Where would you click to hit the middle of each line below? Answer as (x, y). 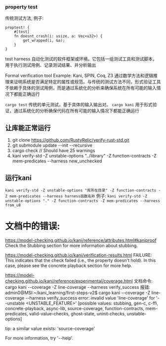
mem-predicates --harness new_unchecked (57, 161)
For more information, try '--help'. (39, 338)
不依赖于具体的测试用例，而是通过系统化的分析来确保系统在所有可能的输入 (81, 88)
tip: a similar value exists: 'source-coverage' (50, 328)
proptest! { (17, 28)
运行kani (19, 178)
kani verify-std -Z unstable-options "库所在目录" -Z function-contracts (81, 190)
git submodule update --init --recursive (52, 145)
